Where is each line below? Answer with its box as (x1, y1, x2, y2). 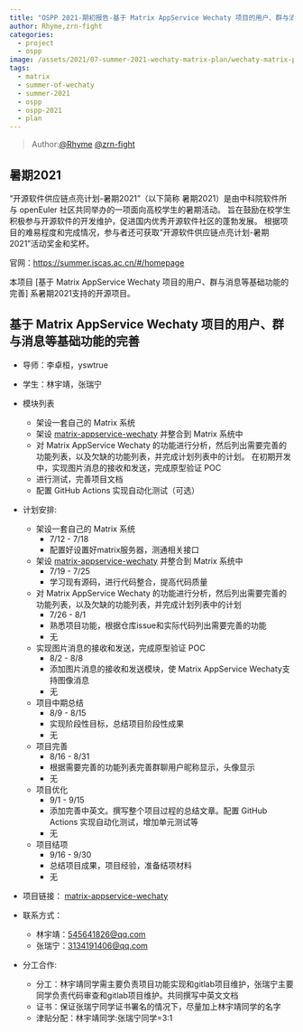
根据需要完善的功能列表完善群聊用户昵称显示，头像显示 (49, 761, 255, 773)
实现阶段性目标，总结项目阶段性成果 (49, 718, 185, 728)
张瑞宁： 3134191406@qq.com (35, 940, 149, 951)
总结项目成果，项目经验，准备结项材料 (49, 859, 192, 870)
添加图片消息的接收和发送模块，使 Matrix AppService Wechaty (49, 663, 282, 674)
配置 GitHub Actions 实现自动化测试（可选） (35, 484, 200, 495)
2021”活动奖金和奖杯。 (9, 238, 95, 249)
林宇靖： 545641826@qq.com (35, 928, 146, 940)
